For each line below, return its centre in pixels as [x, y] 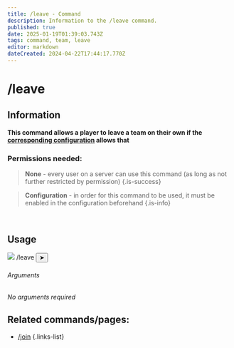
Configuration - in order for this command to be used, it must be [120, 195]
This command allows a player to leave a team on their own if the [105, 132]
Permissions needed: [45, 158]
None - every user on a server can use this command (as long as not [126, 174]
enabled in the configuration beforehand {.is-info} [97, 203]
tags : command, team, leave [49, 41]
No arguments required [42, 297]
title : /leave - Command [44, 14]
